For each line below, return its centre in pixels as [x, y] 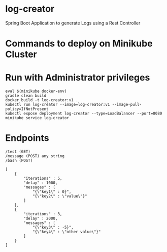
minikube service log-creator [37, 118]
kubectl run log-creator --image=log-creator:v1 [58, 105]
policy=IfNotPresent [27, 109]
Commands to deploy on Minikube [79, 44]
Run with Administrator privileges [78, 78]
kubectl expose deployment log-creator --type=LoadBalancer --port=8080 [84, 114]
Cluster [21, 54]
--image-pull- [127, 105]
